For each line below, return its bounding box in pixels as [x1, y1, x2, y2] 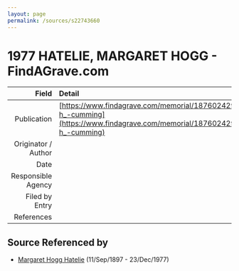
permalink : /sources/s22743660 [7, 17, 100, 24]
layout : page [7, 10, 46, 18]
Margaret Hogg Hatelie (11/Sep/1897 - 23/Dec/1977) [17, 255, 169, 264]
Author [29, 148, 52, 158]
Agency [26, 180, 52, 190]
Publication [14, 114, 52, 124]
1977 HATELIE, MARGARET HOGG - [7, 48, 218, 64]
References [14, 212, 52, 222]
